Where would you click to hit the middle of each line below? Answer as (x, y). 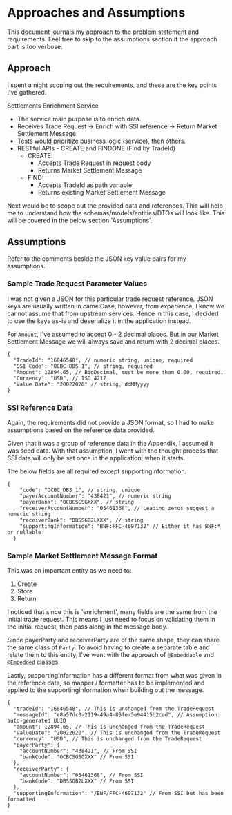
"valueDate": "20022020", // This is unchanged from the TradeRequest (117, 733)
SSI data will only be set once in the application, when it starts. (96, 458)
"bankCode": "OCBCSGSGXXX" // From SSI (77, 757)
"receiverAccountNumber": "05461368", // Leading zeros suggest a (117, 509)
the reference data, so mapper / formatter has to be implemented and (106, 683)
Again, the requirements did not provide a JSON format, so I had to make (110, 423)
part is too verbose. (35, 46)
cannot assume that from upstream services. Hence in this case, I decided (113, 313)
